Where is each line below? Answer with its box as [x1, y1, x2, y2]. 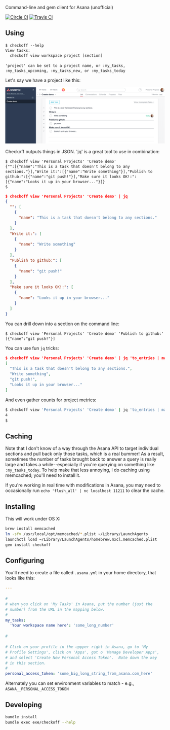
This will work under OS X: [5, 516, 61, 522]
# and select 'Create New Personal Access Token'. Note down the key [5, 655, 157, 660]
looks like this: [5, 575, 35, 581]
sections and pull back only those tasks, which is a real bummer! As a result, [5, 451, 164, 457]
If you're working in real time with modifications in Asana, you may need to [5, 482, 161, 489]
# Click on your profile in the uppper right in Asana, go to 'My [5, 644, 148, 649]
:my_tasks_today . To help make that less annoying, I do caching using [5, 467, 150, 473]
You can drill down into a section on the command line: [5, 321, 120, 327]
